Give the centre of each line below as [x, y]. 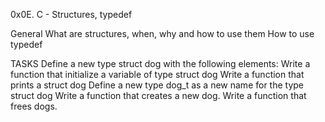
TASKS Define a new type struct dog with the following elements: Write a [160, 63]
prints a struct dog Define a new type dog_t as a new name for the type [157, 85]
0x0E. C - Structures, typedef [71, 14]
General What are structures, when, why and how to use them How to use [162, 33]
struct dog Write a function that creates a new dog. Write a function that [158, 95]
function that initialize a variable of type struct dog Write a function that [157, 74]
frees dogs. [34, 106]
